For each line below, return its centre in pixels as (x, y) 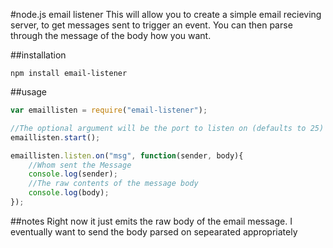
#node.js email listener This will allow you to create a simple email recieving (166, 14)
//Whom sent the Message (80, 165)
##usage (29, 92)
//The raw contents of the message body (113, 184)
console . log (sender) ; (73, 174)
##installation (38, 55)
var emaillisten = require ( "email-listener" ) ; (109, 110)
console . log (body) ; (69, 193)
